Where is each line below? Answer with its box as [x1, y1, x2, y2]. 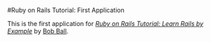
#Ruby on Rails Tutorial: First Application [7, 6, 124, 14]
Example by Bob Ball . [7, 27, 69, 35]
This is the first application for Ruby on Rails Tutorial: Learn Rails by [7, 20, 204, 27]
